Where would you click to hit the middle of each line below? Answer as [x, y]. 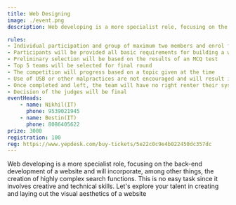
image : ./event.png [36, 20]
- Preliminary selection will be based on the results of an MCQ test [113, 59]
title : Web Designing [39, 14]
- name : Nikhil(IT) [48, 105]
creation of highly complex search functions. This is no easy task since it [113, 179]
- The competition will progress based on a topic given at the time [111, 72]
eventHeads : [25, 98]
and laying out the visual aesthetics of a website [77, 194]
